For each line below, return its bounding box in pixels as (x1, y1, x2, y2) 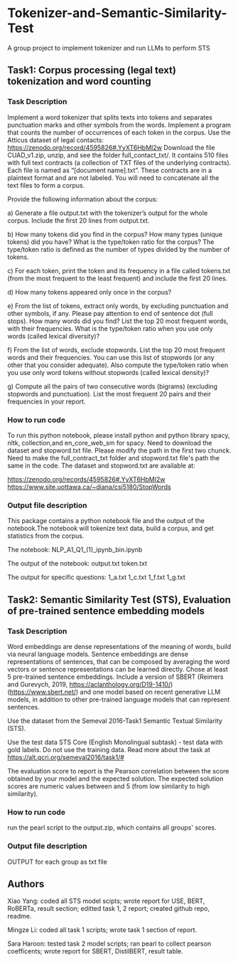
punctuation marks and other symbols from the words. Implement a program (7, 120, 232, 129)
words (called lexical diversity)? (7, 332, 100, 340)
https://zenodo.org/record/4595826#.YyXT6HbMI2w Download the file (7, 143, 215, 152)
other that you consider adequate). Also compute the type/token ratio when (7, 361, 229, 369)
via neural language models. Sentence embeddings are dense (7, 650, 189, 658)
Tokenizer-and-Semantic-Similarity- (7, 5, 227, 21)
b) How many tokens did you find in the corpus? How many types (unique (7, 230, 222, 238)
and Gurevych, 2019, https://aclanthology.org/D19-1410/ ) (7, 680, 173, 688)
